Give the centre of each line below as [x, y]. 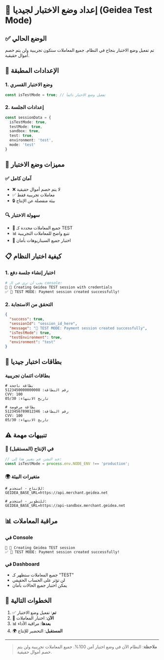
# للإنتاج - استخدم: [25, 488]
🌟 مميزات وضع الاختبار [35, 165]
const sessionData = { [28, 117]
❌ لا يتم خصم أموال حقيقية [36, 189]
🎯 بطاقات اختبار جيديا [33, 362]
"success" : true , [27, 319]
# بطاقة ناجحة [20, 386]
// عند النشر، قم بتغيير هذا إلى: [33, 459]
